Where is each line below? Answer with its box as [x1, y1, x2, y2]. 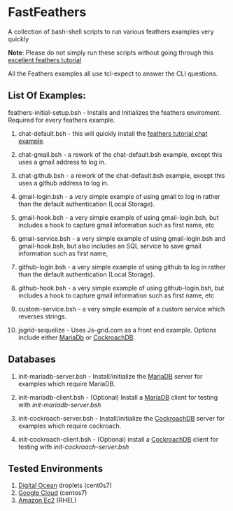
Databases [8, 353, 57, 365]
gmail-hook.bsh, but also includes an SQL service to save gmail [17, 241, 202, 250]
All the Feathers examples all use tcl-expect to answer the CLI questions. [8, 69, 218, 78]
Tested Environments [8, 463, 104, 475]
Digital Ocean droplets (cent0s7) [17, 481, 113, 490]
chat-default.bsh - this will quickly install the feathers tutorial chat [17, 129, 208, 137]
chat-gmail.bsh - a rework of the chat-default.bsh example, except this [17, 150, 223, 158]
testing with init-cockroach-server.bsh [17, 442, 129, 451]
